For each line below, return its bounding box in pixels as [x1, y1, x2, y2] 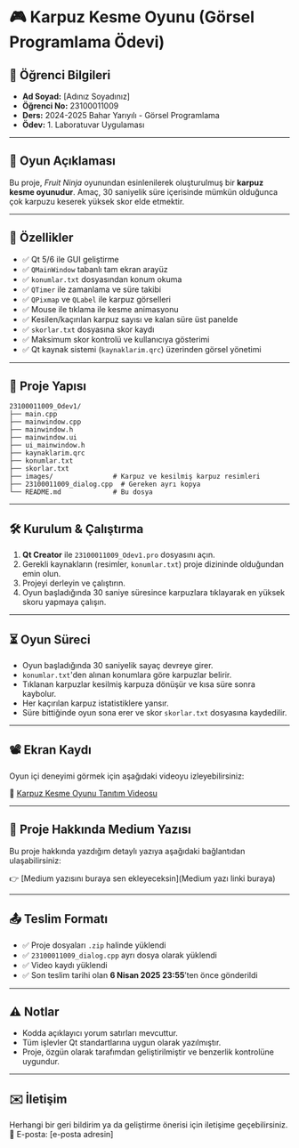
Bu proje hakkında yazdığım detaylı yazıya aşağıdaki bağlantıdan [9, 845, 246, 856]
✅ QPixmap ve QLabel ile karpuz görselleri [21, 294, 172, 304]
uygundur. [21, 1056, 61, 1067]
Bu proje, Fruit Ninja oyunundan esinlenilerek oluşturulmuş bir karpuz [9, 177, 264, 188]
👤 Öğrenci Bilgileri [9, 68, 111, 83]
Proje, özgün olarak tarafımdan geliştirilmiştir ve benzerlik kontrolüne [21, 1047, 274, 1057]
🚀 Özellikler [9, 230, 74, 246]
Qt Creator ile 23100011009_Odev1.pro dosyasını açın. [21, 549, 215, 561]
